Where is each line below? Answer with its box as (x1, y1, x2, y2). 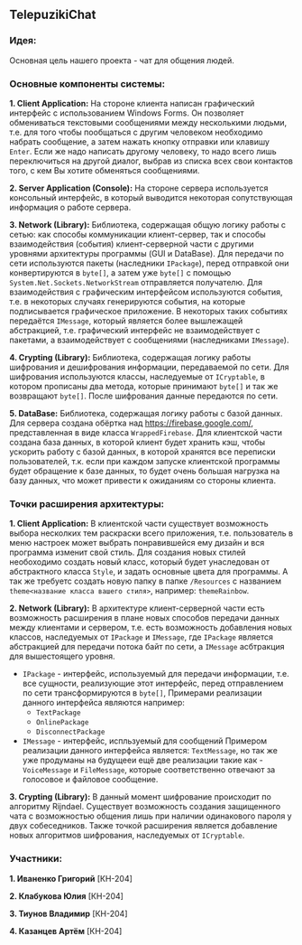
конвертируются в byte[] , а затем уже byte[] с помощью (9, 267, 232, 278)
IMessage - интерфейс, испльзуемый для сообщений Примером (22, 735, 268, 746)
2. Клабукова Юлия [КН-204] (9, 890, 124, 902)
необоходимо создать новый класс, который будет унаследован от (9, 557, 270, 567)
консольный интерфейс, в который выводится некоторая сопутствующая (9, 192, 293, 202)
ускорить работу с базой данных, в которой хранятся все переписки (9, 446, 276, 457)
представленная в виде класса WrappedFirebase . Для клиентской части (9, 426, 282, 437)
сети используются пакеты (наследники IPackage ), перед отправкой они (9, 257, 289, 268)
